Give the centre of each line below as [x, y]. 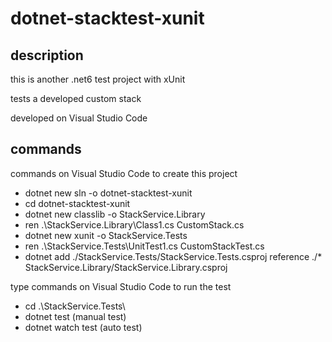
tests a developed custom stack [76, 98]
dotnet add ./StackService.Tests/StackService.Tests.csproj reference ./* [173, 256]
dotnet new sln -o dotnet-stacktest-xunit [108, 193]
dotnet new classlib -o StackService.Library [115, 214]
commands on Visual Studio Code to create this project [124, 173]
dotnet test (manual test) [75, 316]
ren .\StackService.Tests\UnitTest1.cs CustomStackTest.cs [144, 246]
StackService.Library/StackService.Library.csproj [126, 267]
